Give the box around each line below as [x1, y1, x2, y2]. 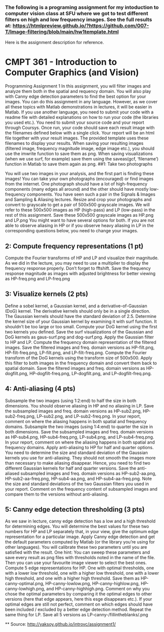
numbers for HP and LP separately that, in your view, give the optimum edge [5, 529, 159, 535]
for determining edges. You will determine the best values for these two [5, 523, 149, 529]
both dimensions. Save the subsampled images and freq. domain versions [5, 429, 154, 434]
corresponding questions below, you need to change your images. [5, 228, 138, 234]
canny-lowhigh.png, [5, 586, 45, 592]
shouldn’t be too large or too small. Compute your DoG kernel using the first [5, 323, 158, 329]
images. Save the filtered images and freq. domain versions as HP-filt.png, [5, 344, 155, 350]
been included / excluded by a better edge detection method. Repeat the [5, 607, 151, 612]
